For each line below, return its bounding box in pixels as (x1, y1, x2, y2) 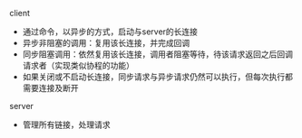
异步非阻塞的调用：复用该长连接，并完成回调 (22, 38, 190, 48)
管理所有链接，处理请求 (22, 119, 111, 130)
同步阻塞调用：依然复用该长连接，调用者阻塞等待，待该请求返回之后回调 (22, 49, 293, 60)
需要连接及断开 (22, 83, 79, 93)
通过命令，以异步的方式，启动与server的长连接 (22, 26, 198, 37)
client (9, 8, 30, 18)
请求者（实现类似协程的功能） (22, 60, 134, 70)
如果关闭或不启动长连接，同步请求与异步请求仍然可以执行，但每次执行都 (22, 71, 293, 82)
